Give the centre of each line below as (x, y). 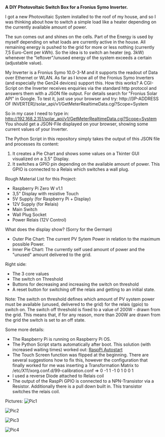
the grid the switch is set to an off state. (46, 320)
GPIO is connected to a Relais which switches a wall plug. (71, 169)
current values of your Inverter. (36, 129)
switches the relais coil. (36, 391)
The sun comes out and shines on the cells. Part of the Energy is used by (79, 37)
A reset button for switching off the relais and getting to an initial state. (84, 290)
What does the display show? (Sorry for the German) (59, 229)
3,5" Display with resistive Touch (45, 194)
